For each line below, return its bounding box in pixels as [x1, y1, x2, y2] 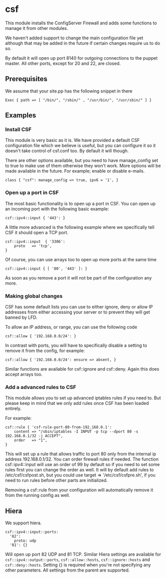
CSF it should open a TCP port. [5, 229, 68, 235]
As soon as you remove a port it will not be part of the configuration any [5, 275, 152, 281]
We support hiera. [5, 520, 42, 526]
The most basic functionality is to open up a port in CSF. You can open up [5, 200, 156, 206]
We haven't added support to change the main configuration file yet [5, 35, 144, 41]
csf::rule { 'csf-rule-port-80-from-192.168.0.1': [5, 425, 112, 430]
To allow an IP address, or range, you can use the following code [5, 324, 137, 330]
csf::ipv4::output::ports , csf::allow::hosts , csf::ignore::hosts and [5, 557, 150, 563]
